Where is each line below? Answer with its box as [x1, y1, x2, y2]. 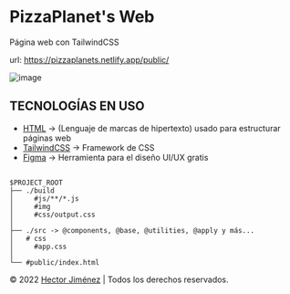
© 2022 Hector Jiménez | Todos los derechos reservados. [9, 274, 230, 285]
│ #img [9, 203, 51, 212]
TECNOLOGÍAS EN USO [9, 99, 145, 114]
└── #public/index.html [9, 258, 100, 268]
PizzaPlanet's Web [9, 6, 155, 27]
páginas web [22, 132, 71, 143]
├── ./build [9, 186, 55, 195]
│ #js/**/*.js [9, 194, 79, 204]
